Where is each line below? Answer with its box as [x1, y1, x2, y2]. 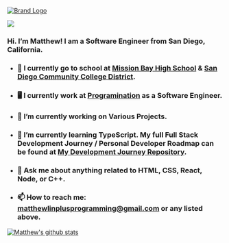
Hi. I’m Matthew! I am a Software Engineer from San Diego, [7, 36, 206, 46]
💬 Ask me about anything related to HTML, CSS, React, [16, 165, 202, 175]
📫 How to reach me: [16, 192, 87, 202]
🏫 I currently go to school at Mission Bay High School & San [16, 63, 218, 73]
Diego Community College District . [16, 72, 136, 81]
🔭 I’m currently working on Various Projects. [16, 112, 167, 121]
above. [16, 212, 41, 222]
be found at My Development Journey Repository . [16, 147, 187, 157]
